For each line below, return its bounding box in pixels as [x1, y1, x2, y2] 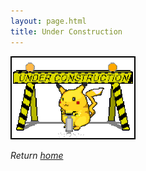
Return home [10, 149, 64, 161]
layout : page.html [10, 16, 87, 26]
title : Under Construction [10, 26, 123, 37]
